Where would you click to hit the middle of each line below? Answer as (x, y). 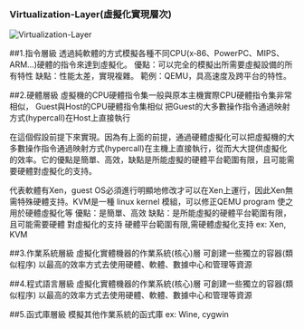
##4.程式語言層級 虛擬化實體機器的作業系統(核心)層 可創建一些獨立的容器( (147, 284)
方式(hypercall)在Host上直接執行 (70, 118)
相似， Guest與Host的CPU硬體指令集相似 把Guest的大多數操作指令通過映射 (150, 107)
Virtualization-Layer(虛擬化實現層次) (90, 14)
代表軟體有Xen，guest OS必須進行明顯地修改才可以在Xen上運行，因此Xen (147, 190)
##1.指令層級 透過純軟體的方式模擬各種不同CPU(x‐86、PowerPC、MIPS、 (147, 53)
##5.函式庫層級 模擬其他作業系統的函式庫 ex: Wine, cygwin (119, 314)
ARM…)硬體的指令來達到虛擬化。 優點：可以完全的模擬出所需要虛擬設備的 (147, 64)
